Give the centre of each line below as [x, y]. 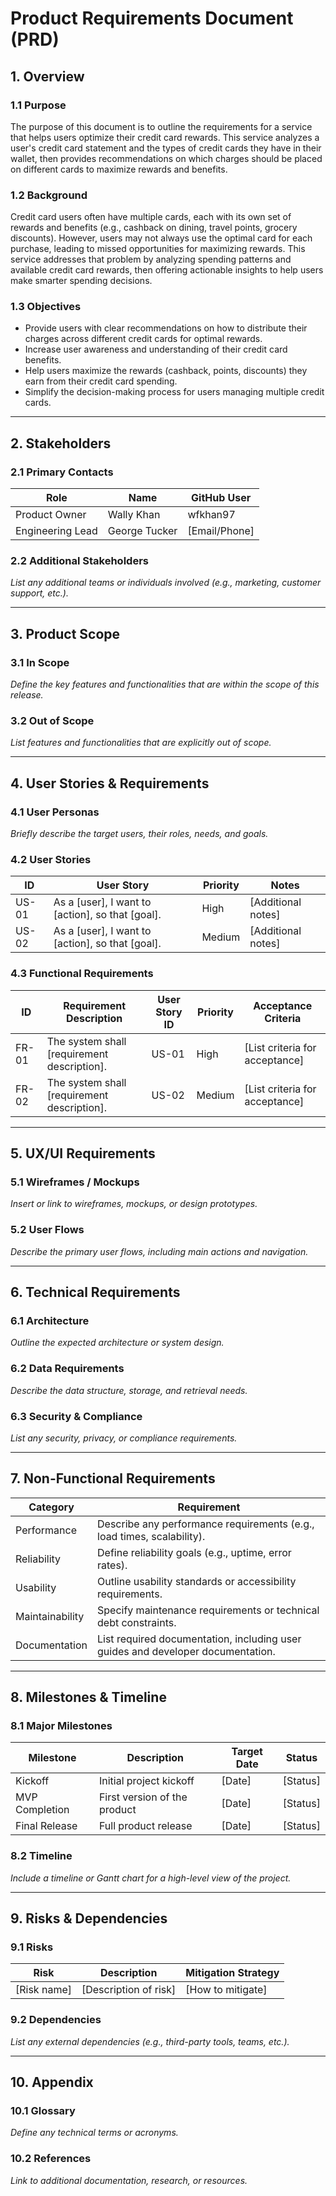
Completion [42, 1810]
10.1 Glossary [43, 2111]
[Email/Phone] [221, 531]
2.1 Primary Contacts [62, 472]
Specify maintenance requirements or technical [208, 1610]
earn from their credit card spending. [101, 381]
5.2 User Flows [47, 1230]
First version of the [143, 1797]
